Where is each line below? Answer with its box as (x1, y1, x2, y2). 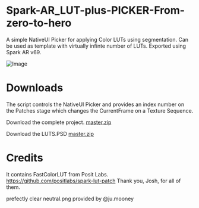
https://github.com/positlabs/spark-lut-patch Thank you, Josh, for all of (6, 177, 181, 184)
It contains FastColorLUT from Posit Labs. (6, 170, 109, 178)
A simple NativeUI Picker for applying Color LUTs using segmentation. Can (6, 36, 189, 43)
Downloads (6, 81, 64, 95)
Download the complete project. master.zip (6, 119, 112, 126)
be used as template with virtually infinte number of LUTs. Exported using (6, 42, 186, 49)
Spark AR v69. (6, 48, 42, 55)
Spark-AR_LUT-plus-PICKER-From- (6, 4, 185, 17)
